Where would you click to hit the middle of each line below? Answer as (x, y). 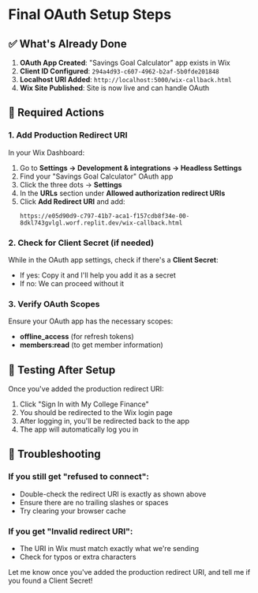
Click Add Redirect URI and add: (72, 201)
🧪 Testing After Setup (62, 370)
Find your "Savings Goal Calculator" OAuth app (96, 176)
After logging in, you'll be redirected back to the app (105, 421)
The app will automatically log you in (79, 429)
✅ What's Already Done (68, 44)
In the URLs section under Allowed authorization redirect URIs (122, 193)
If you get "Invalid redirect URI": (71, 531)
